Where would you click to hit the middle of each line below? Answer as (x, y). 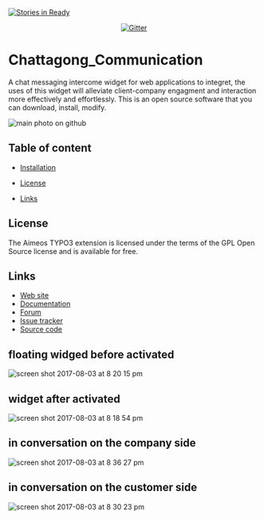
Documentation (45, 304)
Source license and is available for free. (73, 251)
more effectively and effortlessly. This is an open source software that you (130, 99)
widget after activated (65, 399)
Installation (38, 167)
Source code (41, 329)
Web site (34, 295)
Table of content (50, 148)
